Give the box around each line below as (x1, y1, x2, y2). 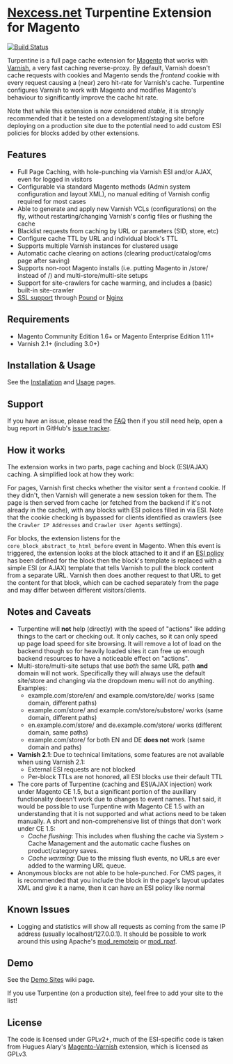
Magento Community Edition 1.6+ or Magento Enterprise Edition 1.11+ (17, 332, 214, 341)
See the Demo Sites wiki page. (7, 976, 95, 984)
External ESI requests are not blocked (27, 765, 136, 774)
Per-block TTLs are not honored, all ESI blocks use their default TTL (27, 772, 223, 781)
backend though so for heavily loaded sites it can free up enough (17, 646, 204, 655)
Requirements (7, 313, 70, 325)
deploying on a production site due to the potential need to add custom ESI (7, 121, 222, 130)
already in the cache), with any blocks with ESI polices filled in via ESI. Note (7, 506, 224, 514)
